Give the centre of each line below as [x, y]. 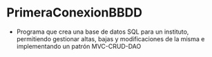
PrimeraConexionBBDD [75, 13]
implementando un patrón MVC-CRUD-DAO [79, 46]
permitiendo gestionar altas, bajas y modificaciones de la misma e [110, 38]
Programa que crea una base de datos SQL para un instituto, [103, 32]
